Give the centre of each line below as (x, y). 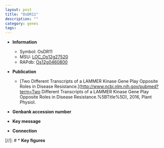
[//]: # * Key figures (25, 141)
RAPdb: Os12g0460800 (44, 62)
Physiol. (28, 102)
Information (25, 42)
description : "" (22, 19)
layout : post (18, 10)
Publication (24, 72)
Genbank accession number (42, 112)
